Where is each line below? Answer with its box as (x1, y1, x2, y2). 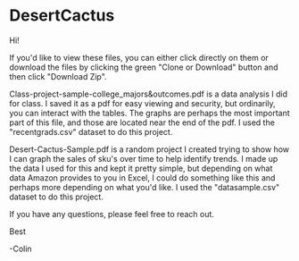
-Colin (9, 243, 33, 254)
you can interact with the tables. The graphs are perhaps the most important (9, 107, 290, 118)
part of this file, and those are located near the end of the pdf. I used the (9, 117, 275, 128)
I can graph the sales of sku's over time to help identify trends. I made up (9, 153, 278, 164)
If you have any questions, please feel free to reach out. (9, 208, 214, 219)
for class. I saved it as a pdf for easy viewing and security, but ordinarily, (9, 97, 276, 108)
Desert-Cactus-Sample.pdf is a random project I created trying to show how (9, 144, 290, 155)
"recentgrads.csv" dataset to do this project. (9, 126, 173, 137)
